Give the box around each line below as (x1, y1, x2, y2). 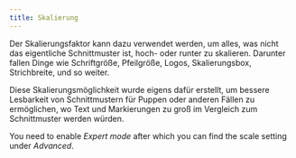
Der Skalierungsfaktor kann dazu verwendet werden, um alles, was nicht (9, 38, 279, 49)
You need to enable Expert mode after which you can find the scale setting (9, 130, 287, 141)
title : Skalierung (9, 13, 79, 23)
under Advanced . (9, 140, 74, 151)
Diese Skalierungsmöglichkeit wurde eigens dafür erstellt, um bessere (9, 84, 270, 95)
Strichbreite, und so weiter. (9, 67, 110, 78)
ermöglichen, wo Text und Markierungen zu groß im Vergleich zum (9, 103, 258, 114)
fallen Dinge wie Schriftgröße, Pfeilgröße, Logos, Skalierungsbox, (9, 57, 253, 68)
